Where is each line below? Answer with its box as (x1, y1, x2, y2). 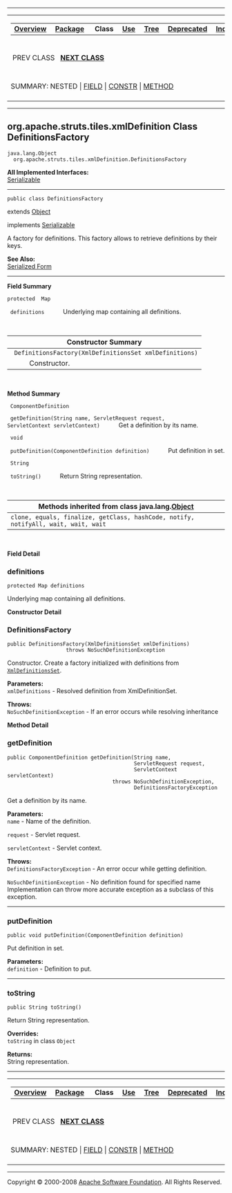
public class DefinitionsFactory (7, 195, 104, 202)
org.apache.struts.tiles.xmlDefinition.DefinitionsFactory (13, 156, 187, 163)
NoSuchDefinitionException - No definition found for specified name (7, 877, 201, 886)
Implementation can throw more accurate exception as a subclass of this (7, 885, 214, 893)
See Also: (7, 255, 36, 263)
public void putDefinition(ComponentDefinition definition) (7, 932, 184, 939)
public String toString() (7, 1004, 81, 1011)
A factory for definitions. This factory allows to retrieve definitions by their (7, 234, 217, 242)
